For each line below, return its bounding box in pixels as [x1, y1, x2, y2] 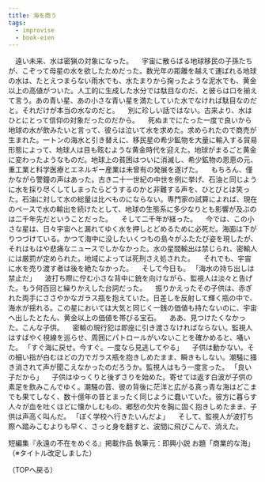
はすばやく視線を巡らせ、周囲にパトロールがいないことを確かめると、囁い [8, 333, 251, 342]
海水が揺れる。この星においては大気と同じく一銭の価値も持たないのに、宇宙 [8, 303, 257, 313]
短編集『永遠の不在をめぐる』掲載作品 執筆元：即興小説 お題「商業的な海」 [8, 439, 255, 448]
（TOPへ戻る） [8, 465, 58, 475]
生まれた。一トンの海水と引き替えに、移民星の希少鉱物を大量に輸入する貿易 [8, 135, 258, 145]
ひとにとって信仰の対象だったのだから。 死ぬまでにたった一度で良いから [8, 115, 252, 125]
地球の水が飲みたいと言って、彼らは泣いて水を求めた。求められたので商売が [8, 126, 257, 135]
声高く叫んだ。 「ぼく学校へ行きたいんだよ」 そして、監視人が [21, 412, 233, 421]
